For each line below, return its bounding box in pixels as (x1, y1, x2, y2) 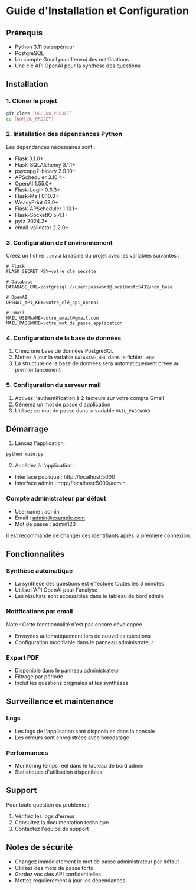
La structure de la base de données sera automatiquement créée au (14, 360, 180, 367)
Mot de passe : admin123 (14, 520, 76, 527)
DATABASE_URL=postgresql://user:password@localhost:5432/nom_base (6, 284, 173, 290)
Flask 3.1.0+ (14, 155, 44, 162)
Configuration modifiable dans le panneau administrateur (14, 638, 153, 645)
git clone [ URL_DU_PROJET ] (6, 111, 73, 116)
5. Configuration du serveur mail (6, 381, 102, 389)
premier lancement (14, 366, 61, 373)
